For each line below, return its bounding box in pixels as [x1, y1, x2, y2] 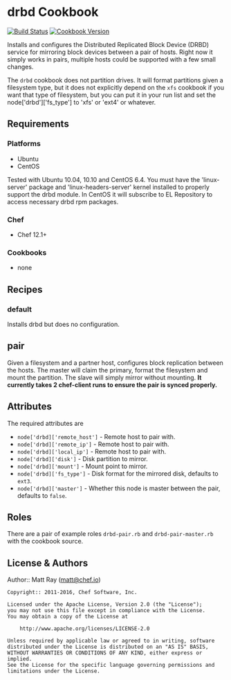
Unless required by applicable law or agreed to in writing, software [7, 638, 215, 645]
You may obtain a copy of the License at [7, 614, 129, 620]
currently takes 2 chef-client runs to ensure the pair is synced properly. [7, 380, 218, 388]
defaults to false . [17, 491, 67, 499]
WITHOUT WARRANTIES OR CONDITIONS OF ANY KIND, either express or [7, 650, 203, 656]
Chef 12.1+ [17, 230, 47, 239]
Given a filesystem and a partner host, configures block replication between [7, 358, 223, 367]
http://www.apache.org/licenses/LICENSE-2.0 [19, 625, 150, 632]
